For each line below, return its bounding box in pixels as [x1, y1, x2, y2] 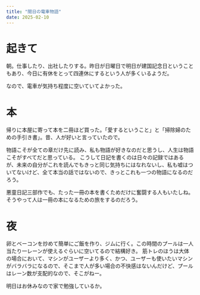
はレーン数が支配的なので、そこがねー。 [6, 270, 105, 277]
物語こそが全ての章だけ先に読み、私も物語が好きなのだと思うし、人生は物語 [6, 146, 194, 153]
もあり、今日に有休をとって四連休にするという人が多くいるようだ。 [6, 70, 173, 77]
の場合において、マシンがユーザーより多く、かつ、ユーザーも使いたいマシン [6, 255, 193, 262]
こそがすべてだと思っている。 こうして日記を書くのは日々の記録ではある [6, 154, 185, 161]
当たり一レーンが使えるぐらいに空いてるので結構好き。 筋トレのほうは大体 [6, 247, 189, 255]
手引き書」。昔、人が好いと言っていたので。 [16, 134, 123, 141]
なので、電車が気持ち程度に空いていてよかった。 [6, 83, 126, 90]
